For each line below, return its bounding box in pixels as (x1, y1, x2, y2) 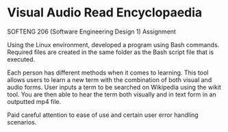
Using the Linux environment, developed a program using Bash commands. (7, 40, 220, 49)
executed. (7, 55, 36, 63)
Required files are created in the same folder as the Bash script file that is (7, 48, 214, 56)
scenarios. (7, 118, 37, 126)
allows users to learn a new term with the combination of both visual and (7, 75, 212, 83)
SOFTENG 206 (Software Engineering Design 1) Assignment (7, 27, 177, 36)
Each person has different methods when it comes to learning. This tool (7, 68, 209, 77)
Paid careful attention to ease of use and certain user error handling (7, 111, 199, 119)
